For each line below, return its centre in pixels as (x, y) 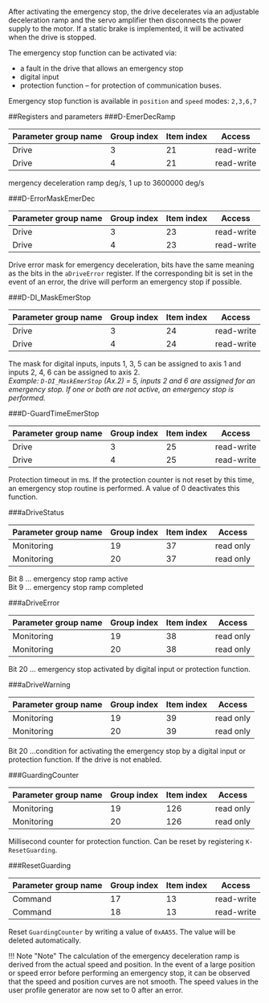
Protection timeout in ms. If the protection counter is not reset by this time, (131, 480)
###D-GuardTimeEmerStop (54, 413)
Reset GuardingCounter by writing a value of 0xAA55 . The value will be (122, 932)
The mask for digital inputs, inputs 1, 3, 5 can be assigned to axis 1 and (125, 364)
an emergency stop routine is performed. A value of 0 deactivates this (124, 488)
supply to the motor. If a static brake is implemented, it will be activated (126, 29)
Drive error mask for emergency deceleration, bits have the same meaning (131, 265)
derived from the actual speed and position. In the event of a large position (132, 964)
